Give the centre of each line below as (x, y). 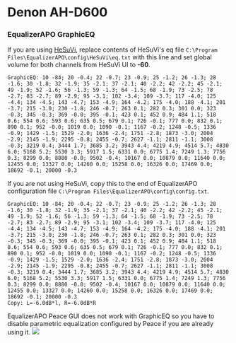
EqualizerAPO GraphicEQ (51, 35)
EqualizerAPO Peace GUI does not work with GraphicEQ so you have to (111, 316)
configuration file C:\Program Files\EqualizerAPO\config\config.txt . (108, 191)
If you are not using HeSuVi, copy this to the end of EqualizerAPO (102, 184)
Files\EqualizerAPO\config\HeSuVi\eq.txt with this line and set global (110, 57)
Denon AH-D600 (58, 12)
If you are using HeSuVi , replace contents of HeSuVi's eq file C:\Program (112, 50)
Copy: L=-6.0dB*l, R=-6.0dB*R (52, 303)
